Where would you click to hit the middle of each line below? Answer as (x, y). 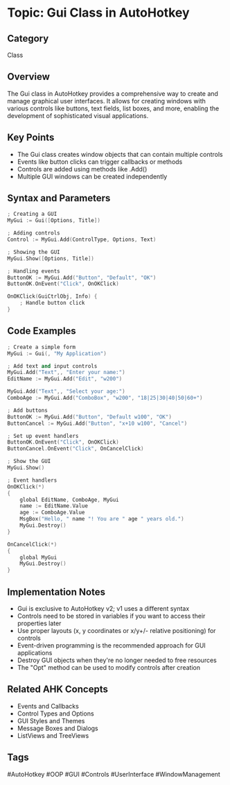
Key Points (31, 138)
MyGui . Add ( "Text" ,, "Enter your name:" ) (67, 373)
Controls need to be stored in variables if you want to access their (111, 616)
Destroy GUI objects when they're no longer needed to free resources (117, 660)
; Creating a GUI (32, 214)
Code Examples (42, 331)
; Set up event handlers (43, 436)
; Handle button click (52, 303)
